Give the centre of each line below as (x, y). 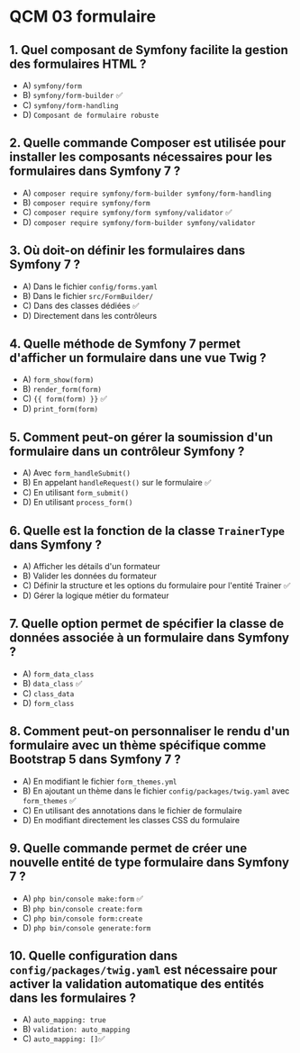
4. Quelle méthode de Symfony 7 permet (125, 344)
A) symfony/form (52, 86)
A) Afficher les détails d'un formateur (91, 567)
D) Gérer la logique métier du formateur (95, 595)
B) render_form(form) (62, 389)
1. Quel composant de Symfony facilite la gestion (149, 50)
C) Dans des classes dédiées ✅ (81, 305)
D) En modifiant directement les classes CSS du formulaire (131, 820)
